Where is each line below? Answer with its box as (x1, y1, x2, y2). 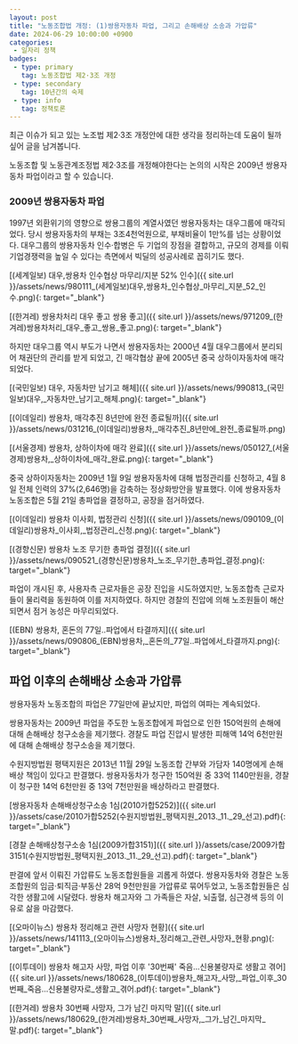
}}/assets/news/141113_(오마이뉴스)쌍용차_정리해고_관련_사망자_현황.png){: (9, 933, 275, 944)
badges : (9, 54, 38, 63)
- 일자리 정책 (12, 46, 56, 55)
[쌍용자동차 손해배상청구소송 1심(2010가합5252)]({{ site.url (9, 800, 216, 811)
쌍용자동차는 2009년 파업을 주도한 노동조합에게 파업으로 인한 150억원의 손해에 (9, 718, 282, 729)
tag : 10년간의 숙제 (20, 87, 85, 96)
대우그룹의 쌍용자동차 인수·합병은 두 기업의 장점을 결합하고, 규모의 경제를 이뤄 (20, 240, 289, 250)
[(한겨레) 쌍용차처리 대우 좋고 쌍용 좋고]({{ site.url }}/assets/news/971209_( (9, 311, 277, 322)
